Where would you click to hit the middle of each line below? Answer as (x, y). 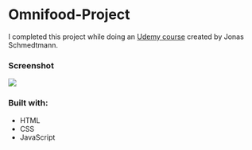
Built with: (28, 103)
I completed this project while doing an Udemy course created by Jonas (126, 37)
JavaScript (37, 137)
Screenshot (31, 65)
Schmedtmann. (33, 44)
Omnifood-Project (69, 15)
